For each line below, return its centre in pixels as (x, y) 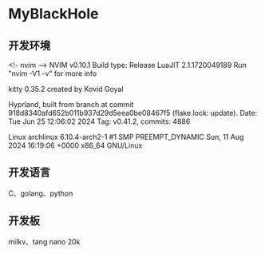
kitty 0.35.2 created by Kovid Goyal (66, 89)
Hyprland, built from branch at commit (71, 104)
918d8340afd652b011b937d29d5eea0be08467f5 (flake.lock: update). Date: (133, 113)
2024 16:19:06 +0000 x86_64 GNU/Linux (75, 145)
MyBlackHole (53, 14)
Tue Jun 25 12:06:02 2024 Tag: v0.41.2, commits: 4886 (99, 121)
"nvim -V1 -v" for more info (53, 73)
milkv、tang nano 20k (44, 241)
